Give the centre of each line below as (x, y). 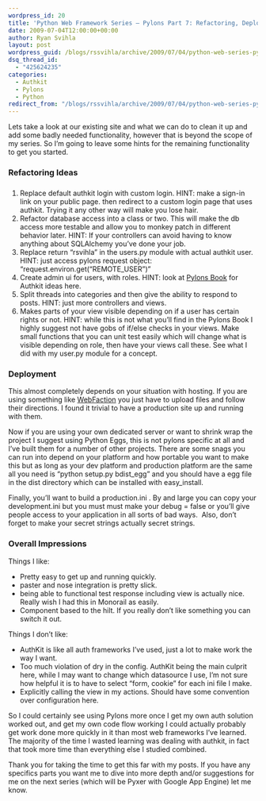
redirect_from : (33, 104)
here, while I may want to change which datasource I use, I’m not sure (133, 675)
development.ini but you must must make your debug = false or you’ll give (129, 506)
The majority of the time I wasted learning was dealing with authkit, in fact (129, 741)
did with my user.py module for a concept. (89, 353)
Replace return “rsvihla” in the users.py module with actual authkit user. (136, 252)
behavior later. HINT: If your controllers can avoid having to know (125, 235)
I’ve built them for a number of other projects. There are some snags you (127, 449)
